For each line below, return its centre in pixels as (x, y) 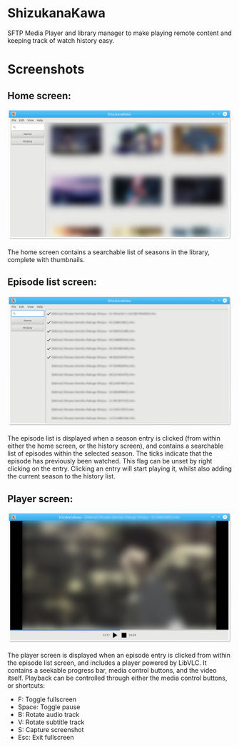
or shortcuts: (26, 686)
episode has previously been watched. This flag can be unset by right (110, 461)
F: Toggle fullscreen (47, 699)
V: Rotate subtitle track (51, 722)
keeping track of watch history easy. (61, 40)
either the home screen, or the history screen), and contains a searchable (116, 446)
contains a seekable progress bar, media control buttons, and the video (112, 670)
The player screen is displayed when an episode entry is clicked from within (119, 655)
